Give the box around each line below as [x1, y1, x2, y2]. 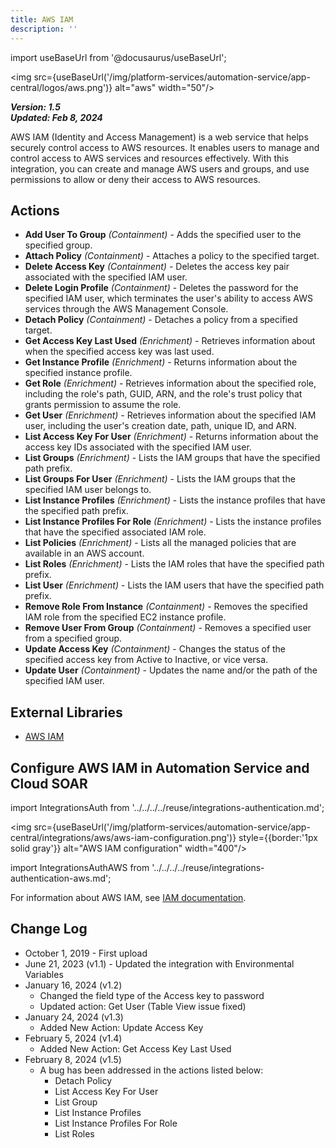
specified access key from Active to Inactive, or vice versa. [24, 654, 269, 666]
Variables [24, 968, 64, 980]
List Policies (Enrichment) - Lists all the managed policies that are [24, 537, 297, 549]
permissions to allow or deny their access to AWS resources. [10, 173, 261, 185]
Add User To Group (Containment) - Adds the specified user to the [24, 229, 302, 241]
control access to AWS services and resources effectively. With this [10, 152, 290, 164]
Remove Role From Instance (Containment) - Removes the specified [24, 601, 308, 613]
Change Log [10, 921, 88, 938]
